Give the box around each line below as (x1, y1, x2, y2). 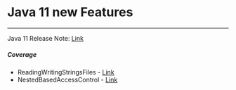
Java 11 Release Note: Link (7, 34, 84, 42)
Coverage (7, 50, 37, 58)
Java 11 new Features (7, 4, 133, 20)
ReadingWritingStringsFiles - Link (17, 67, 114, 76)
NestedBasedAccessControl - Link (17, 75, 118, 84)
